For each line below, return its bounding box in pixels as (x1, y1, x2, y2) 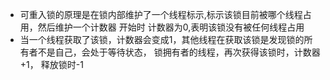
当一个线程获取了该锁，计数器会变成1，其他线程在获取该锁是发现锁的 (19, 34, 305, 45)
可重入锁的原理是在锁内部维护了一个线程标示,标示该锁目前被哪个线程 (19, 9, 303, 20)
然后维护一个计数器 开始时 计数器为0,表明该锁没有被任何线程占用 (37, 21, 305, 33)
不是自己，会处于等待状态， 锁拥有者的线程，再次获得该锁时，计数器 (37, 46, 321, 58)
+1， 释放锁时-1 (19, 59, 84, 70)
